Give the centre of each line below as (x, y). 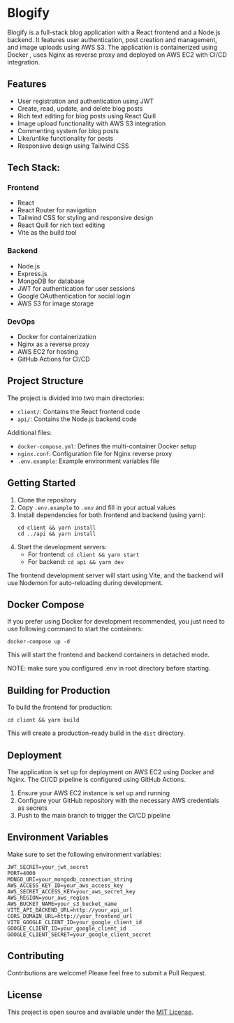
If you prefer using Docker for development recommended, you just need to (116, 622)
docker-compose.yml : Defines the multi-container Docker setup (107, 446)
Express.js (32, 273)
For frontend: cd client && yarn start (83, 554)
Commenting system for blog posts (68, 130)
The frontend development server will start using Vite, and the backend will (115, 575)
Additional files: (30, 432)
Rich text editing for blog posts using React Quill (86, 116)
